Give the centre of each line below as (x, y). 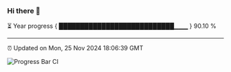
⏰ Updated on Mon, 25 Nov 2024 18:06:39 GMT (75, 48)
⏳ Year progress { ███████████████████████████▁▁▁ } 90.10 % (112, 26)
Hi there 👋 (24, 11)
